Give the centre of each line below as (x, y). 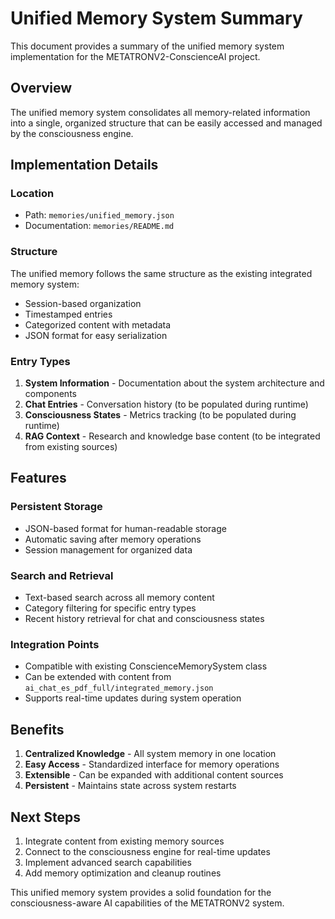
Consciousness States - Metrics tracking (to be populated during (160, 415)
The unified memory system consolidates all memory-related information (160, 112)
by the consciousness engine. (72, 133)
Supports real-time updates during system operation (133, 698)
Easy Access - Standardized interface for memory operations (152, 764)
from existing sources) (71, 447)
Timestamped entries (68, 314)
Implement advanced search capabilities (108, 862)
